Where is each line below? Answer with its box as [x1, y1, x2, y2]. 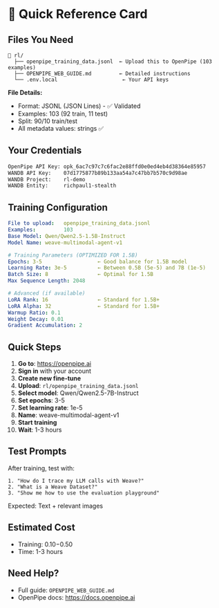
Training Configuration [8, 201, 108, 213]
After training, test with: [8, 463, 75, 472]
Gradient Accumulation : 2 [8, 322, 82, 329]
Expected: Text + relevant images [8, 501, 103, 510]
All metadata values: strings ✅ [17, 125, 104, 132]
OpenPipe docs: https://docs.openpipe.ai [17, 593, 135, 601]
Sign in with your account [17, 367, 92, 376]
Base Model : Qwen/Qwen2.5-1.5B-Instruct [8, 232, 126, 239]
